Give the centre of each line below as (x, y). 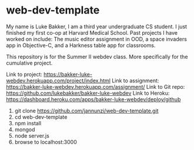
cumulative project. (29, 63)
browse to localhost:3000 (46, 142)
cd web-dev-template (41, 117)
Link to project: (24, 74)
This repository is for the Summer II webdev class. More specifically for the (97, 56)
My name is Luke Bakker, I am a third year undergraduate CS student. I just (96, 26)
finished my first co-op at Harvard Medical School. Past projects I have (92, 32)
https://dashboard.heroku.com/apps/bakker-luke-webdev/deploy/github (93, 99)
